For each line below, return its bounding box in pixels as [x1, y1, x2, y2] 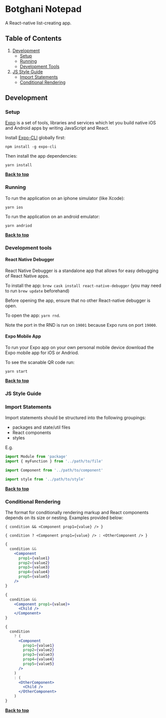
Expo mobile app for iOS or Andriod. [5, 350, 80, 356]
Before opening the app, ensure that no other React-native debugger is [5, 297, 151, 303]
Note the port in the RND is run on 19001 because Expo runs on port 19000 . [5, 322, 158, 328]
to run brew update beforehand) [5, 287, 70, 294]
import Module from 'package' [5, 454, 68, 459]
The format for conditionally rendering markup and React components [5, 510, 149, 516]
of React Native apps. [5, 272, 50, 279]
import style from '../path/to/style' [5, 476, 85, 482]
